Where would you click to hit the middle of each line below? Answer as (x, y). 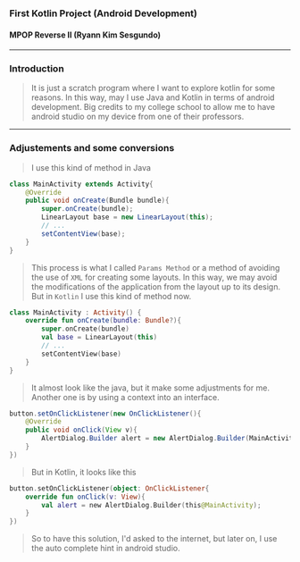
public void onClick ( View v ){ (82, 430)
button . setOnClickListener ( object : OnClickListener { (109, 488)
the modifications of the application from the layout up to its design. (156, 286)
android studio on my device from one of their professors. (137, 117)
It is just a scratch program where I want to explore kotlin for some (153, 88)
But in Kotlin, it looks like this (83, 472)
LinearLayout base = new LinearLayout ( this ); (128, 217)
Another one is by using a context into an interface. (125, 397)
